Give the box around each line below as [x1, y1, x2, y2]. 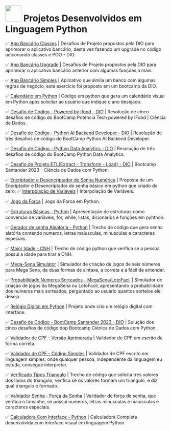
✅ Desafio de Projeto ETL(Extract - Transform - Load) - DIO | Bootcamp [5, 161, 156, 167]
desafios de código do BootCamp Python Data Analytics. [5, 151, 125, 157]
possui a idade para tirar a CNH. [5, 251, 73, 257]
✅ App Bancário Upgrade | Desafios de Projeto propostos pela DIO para [5, 61, 157, 68]
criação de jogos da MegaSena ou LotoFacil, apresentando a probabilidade [5, 282, 163, 289]
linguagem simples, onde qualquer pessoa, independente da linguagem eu [5, 356, 162, 362]
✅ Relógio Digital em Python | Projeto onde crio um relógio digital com [5, 303, 153, 310]
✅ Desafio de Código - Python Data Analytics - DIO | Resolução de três [5, 145, 155, 151]
